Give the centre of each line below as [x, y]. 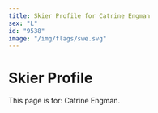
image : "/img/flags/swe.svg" [58, 38]
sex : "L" [23, 23]
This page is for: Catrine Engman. [64, 101]
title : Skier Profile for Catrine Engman [79, 16]
